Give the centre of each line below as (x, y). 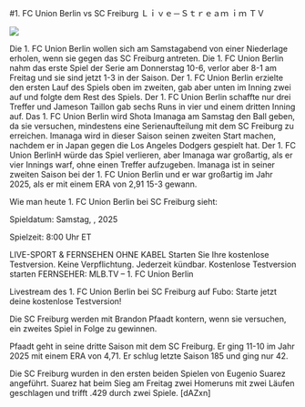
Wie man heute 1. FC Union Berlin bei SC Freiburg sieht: (114, 202)
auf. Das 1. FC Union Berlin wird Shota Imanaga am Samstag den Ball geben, (152, 116)
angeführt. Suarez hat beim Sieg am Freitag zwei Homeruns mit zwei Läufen (152, 383)
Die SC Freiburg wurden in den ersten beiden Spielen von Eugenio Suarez (147, 373)
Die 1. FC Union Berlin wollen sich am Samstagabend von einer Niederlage (149, 49)
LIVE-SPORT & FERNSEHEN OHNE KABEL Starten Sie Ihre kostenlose (140, 254)
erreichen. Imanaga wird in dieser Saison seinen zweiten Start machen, (142, 136)
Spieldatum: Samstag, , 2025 (64, 219)
